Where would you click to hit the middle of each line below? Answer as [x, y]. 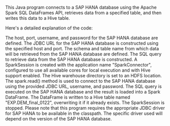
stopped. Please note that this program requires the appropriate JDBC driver [85, 108]
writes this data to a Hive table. [38, 18]
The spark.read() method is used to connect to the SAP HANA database [80, 81]
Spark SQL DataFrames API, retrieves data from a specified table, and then [83, 13]
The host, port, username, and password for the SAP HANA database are [82, 38]
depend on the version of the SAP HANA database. [59, 119]
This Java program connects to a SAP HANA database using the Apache [81, 7]
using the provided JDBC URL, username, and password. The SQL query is [83, 86]
